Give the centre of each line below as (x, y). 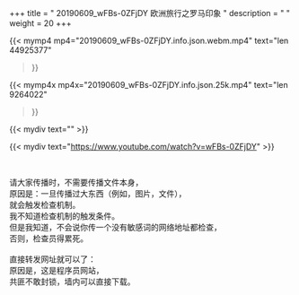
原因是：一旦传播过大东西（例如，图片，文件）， (98, 194)
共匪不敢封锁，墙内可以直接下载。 (72, 282)
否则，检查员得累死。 (48, 239)
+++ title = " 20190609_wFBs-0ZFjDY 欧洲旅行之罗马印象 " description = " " (149, 13)
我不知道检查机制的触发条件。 (64, 216)
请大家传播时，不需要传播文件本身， (76, 182)
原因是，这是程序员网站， (57, 270)
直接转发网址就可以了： (53, 259)
